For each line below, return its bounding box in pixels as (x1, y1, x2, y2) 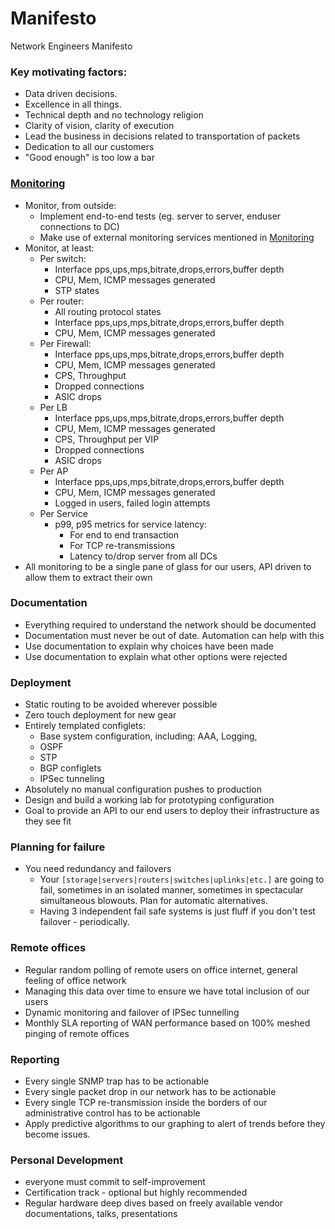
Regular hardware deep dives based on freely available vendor (24, 1197, 284, 1209)
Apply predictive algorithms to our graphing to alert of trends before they (24, 1118, 326, 1130)
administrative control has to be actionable (24, 1107, 201, 1119)
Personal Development (10, 1153, 124, 1167)
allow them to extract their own (24, 571, 153, 583)
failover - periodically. (39, 916, 130, 928)
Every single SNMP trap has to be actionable (24, 1075, 210, 1087)
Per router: (39, 295, 85, 307)
